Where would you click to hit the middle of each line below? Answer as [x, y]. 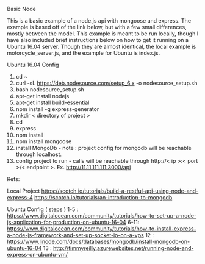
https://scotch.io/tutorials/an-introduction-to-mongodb [103, 197]
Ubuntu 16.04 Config [33, 65]
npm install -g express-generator [57, 109]
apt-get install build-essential [52, 102]
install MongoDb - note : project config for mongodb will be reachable [103, 148]
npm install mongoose [44, 141]
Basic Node [21, 9]
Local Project [23, 191]
